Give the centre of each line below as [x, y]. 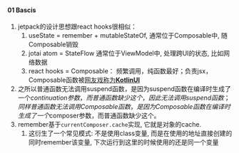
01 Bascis [22, 10]
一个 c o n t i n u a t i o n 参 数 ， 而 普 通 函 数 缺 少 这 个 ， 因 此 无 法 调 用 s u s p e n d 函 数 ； [124, 98]
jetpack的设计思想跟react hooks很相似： [77, 27]
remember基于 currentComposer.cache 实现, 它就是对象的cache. [110, 125]
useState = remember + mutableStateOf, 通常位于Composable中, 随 [128, 36]
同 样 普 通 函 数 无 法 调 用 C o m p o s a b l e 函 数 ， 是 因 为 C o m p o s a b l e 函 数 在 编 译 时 [124, 107]
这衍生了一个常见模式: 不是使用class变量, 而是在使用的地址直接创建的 [130, 133]
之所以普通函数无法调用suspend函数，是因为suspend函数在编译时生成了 [124, 89]
